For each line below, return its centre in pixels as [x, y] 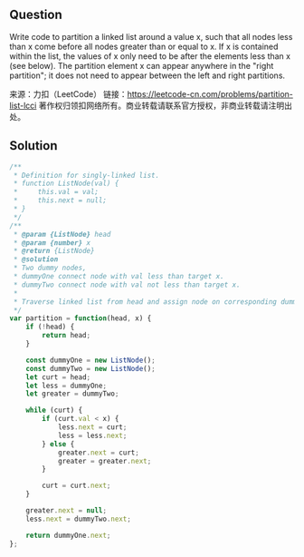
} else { [58, 444]
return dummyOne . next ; [68, 535]
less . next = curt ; [92, 427]
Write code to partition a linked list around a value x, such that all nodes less [151, 36]
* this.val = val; [56, 192]
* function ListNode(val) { [66, 184]
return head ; [66, 336]
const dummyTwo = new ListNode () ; [90, 368]
